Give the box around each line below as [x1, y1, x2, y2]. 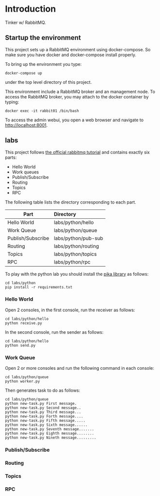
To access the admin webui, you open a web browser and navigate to [5, 117, 144, 123]
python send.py [5, 343, 36, 348]
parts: [5, 154, 17, 160]
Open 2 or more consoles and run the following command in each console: [5, 365, 154, 371]
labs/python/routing [54, 243, 99, 249]
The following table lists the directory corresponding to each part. [5, 199, 137, 205]
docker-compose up [5, 71, 42, 76]
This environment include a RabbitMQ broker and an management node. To [5, 89, 155, 95]
